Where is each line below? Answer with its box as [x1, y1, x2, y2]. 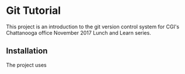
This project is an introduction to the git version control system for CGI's [6, 23, 180, 30]
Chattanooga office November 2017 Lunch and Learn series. [6, 29, 152, 36]
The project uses [6, 61, 47, 68]
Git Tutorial [6, 4, 61, 17]
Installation [6, 46, 48, 56]
